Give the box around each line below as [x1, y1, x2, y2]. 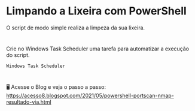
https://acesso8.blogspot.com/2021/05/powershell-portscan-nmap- [6, 92, 175, 100]
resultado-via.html [6, 98, 52, 106]
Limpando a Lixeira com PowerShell [6, 4, 187, 18]
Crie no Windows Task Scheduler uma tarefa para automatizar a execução [6, 45, 190, 52]
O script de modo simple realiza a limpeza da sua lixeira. [6, 24, 145, 31]
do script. [6, 52, 30, 59]
